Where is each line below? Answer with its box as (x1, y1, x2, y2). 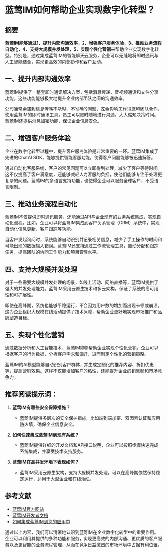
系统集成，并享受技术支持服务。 (19, 448, 85, 454)
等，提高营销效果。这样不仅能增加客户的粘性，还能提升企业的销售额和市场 (5, 368, 158, 374)
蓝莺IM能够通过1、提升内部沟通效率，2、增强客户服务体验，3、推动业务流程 (5, 40, 162, 46)
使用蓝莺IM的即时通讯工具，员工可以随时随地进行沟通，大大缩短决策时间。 (5, 111, 159, 117)
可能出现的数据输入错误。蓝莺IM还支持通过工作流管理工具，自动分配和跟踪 (5, 243, 159, 249)
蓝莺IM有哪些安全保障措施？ (12, 404, 71, 410)
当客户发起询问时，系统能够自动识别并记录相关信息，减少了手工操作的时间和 (5, 237, 162, 243)
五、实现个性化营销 (5, 331, 64, 339)
